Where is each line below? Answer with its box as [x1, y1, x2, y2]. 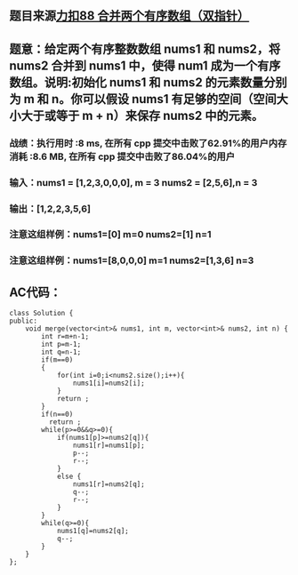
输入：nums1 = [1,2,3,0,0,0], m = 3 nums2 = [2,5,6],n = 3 [9, 176, 258, 188]
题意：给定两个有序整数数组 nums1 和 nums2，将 [9, 41, 281, 56]
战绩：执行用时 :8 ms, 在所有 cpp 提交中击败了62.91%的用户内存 [9, 137, 287, 149]
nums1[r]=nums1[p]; [72, 441, 145, 451]
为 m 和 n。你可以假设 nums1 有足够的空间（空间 [9, 92, 278, 107]
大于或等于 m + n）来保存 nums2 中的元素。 [20, 108, 264, 123]
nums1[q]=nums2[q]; [56, 527, 129, 536]
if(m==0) [41, 355, 74, 364]
